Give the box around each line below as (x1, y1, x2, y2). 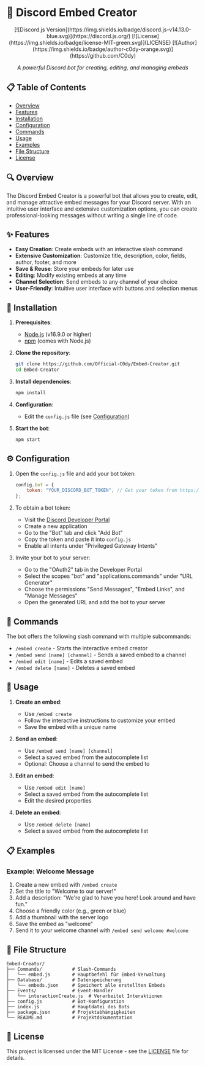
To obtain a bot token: (15, 504, 71, 512)
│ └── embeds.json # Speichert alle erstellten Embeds (6, 982, 166, 989)
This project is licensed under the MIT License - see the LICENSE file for (6, 1048, 188, 1055)
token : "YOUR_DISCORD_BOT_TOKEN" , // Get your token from (26, 488, 177, 494)
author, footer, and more (15, 259, 76, 266)
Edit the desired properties (24, 796, 92, 804)
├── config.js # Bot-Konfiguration (6, 998, 124, 1005)
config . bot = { (15, 481, 54, 488)
